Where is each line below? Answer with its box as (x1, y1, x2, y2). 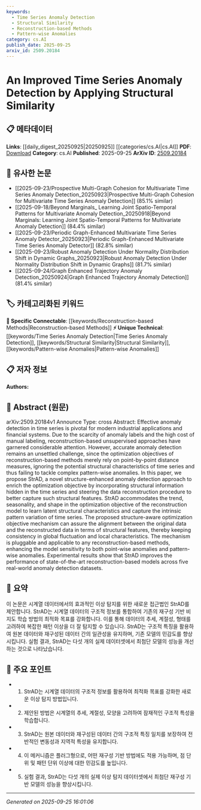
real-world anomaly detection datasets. (6, 565, 103, 571)
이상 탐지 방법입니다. (30, 695, 79, 702)
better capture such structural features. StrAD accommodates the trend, (6, 495, 184, 501)
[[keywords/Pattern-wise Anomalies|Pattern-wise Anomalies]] (6, 345, 160, 353)
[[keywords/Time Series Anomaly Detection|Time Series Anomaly (6, 333, 168, 340)
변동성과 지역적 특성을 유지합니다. (39, 738, 118, 745)
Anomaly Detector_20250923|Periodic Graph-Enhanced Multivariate (14, 235, 184, 242)
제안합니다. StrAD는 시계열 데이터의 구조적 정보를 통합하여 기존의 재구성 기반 (6, 608, 185, 615)
